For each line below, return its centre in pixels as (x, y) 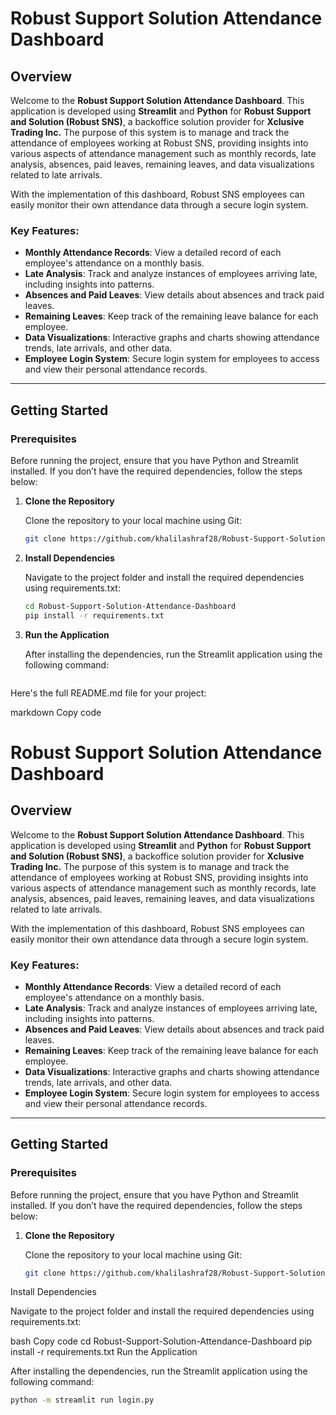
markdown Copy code (56, 712)
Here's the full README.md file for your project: (108, 693)
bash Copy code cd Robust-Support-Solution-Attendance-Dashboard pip (161, 1341)
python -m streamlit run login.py (82, 1400)
